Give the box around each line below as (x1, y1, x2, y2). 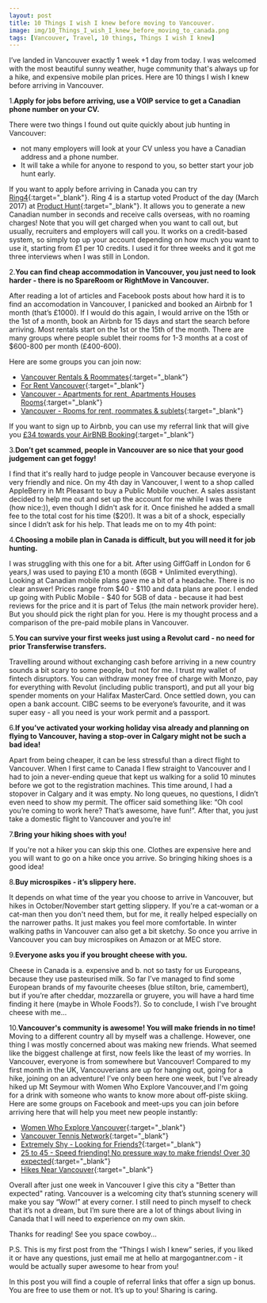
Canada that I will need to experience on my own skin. (9, 1214, 185, 1224)
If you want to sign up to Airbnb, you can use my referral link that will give (9, 421, 250, 431)
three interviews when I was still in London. (9, 252, 150, 262)
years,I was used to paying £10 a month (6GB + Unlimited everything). (9, 567, 238, 577)
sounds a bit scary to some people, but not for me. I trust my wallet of (9, 666, 237, 675)
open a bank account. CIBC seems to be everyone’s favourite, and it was (9, 699, 246, 709)
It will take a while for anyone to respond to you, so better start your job (20, 160, 254, 171)
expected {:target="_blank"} (20, 1156, 111, 1167)
